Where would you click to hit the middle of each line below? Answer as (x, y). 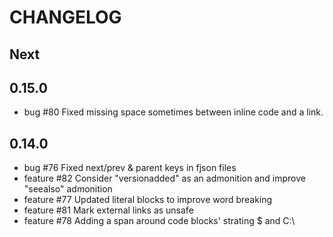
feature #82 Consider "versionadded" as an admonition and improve (164, 178)
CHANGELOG (65, 17)
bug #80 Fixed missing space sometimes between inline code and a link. (173, 112)
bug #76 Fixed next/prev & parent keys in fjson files (130, 168)
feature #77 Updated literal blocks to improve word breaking (148, 200)
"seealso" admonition (68, 189)
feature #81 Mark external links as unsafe (108, 210)
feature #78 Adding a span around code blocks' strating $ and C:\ (159, 221)
